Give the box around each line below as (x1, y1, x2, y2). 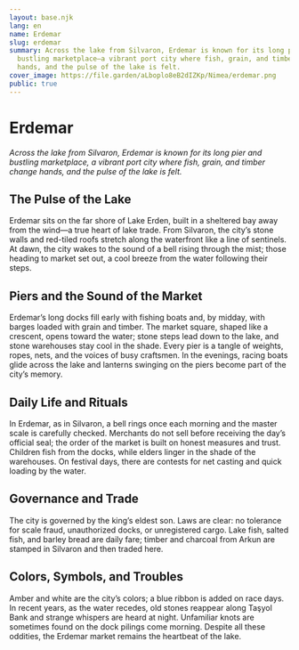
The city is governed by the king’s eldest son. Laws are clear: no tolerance (9, 515, 282, 525)
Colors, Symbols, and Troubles (9, 569, 184, 584)
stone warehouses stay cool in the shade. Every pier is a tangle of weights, (9, 340, 284, 352)
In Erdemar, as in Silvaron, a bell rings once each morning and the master (9, 418, 278, 428)
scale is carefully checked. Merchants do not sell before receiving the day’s (9, 428, 287, 438)
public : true (9, 79, 58, 88)
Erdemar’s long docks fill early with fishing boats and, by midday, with (9, 313, 265, 323)
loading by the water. (9, 466, 86, 476)
